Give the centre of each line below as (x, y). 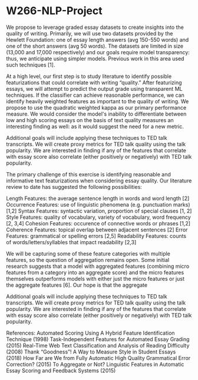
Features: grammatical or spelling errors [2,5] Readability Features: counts (96, 236)
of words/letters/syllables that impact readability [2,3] (71, 242)
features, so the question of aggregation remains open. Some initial (88, 260)
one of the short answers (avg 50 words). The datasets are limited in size (95, 46)
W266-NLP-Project (55, 11)
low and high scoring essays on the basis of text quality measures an (90, 120)
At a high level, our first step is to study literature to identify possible (89, 76)
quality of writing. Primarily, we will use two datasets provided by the (90, 33)
